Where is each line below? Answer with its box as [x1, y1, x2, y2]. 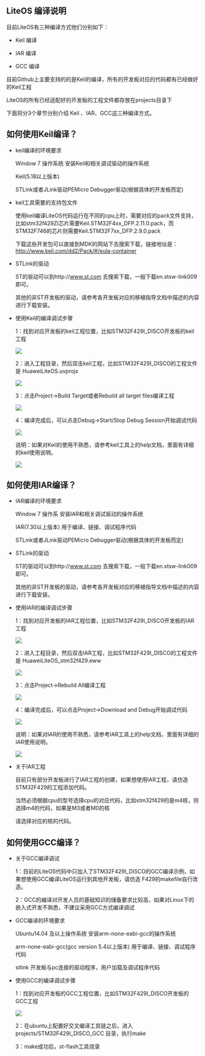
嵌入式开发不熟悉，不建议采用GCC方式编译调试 [15, 904, 135, 911]
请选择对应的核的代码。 [15, 818, 75, 825]
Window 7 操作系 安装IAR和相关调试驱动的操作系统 [15, 510, 144, 518]
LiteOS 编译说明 [6, 6, 67, 17]
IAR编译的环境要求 [15, 497, 62, 505]
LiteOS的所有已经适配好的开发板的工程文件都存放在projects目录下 [6, 96, 173, 103]
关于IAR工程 [15, 763, 46, 770]
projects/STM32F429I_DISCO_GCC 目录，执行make [15, 1030, 146, 1037]
